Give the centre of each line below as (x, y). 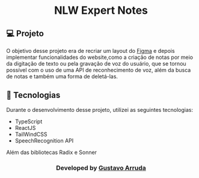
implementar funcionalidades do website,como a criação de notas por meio (100, 57)
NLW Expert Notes (101, 11)
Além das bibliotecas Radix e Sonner (52, 152)
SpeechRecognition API (44, 140)
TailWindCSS (31, 134)
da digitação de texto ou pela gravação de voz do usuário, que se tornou (96, 63)
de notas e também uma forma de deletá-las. (62, 76)
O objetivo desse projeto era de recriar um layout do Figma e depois (91, 51)
